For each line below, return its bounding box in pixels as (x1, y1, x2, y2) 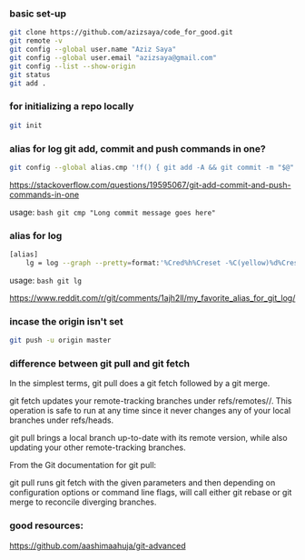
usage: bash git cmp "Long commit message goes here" (9, 206, 216, 217)
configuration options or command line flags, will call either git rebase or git (9, 487, 292, 498)
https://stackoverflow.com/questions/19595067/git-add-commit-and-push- (9, 179, 291, 190)
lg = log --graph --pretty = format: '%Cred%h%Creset (25, 258, 221, 267)
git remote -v (9, 36, 64, 45)
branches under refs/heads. (9, 415, 114, 425)
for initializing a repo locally (9, 100, 134, 113)
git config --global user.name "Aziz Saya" (9, 45, 177, 55)
